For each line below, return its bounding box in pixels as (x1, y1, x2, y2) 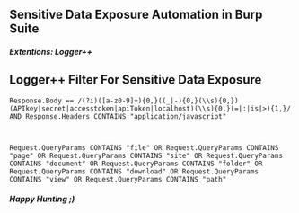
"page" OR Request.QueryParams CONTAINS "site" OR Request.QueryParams (9, 151, 283, 160)
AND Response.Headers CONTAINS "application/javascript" (9, 111, 227, 120)
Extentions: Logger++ (9, 46, 92, 57)
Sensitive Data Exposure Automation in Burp (9, 7, 263, 22)
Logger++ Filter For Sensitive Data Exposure (9, 72, 262, 88)
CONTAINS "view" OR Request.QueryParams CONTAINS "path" (9, 174, 227, 183)
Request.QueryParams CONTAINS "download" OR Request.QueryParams (9, 166, 259, 176)
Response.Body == (9, 96, 75, 105)
